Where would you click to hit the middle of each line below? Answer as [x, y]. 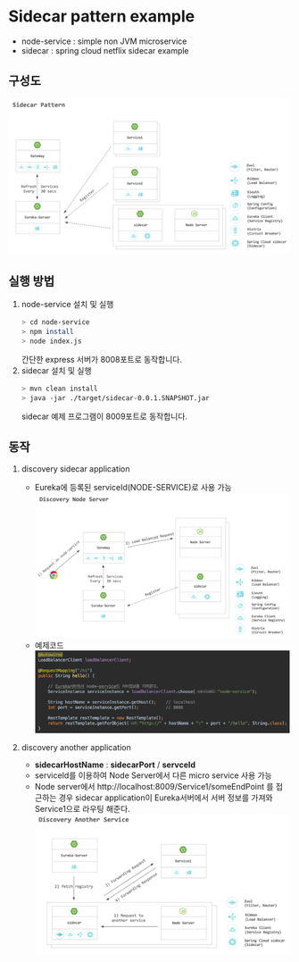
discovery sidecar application [75, 469]
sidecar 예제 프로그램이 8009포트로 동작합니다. [104, 416]
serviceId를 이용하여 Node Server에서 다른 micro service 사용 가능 [154, 775]
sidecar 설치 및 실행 [56, 370]
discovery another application [76, 748]
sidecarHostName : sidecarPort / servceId [115, 765]
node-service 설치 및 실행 [67, 305]
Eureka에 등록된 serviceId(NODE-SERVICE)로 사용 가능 [133, 488]
